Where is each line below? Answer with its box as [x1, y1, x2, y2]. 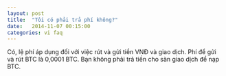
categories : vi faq [7, 29, 63, 36]
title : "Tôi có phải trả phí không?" [7, 16, 118, 23]
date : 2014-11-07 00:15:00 [7, 23, 91, 29]
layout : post [7, 10, 45, 17]
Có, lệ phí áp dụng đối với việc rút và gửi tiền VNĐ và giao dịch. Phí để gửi [7, 48, 216, 56]
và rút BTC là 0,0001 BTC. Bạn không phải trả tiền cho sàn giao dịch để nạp [7, 55, 220, 64]
